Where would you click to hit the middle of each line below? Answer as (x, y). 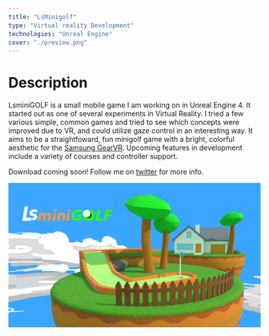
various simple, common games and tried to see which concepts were (124, 122)
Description (48, 83)
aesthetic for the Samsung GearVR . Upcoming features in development (125, 148)
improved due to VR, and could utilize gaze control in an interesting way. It (131, 131)
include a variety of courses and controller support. (93, 156)
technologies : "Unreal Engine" (60, 34)
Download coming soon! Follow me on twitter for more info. (106, 172)
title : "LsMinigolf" (43, 17)
